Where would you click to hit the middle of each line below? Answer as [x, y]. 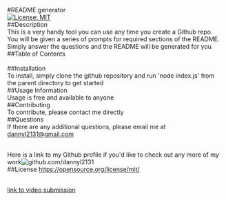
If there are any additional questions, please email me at [86, 127]
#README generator [37, 10]
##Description [28, 24]
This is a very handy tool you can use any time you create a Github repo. [110, 32]
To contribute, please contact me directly [65, 112]
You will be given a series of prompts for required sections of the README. [113, 39]
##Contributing [29, 105]
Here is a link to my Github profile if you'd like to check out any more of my [113, 155]
